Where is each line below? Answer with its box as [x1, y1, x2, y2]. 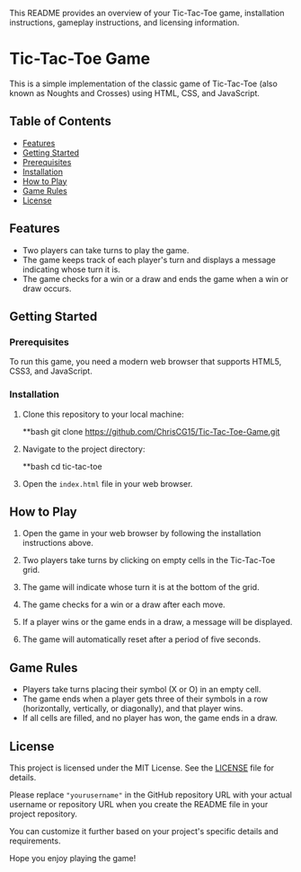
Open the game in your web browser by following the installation [22, 528, 261, 539]
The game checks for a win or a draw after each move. [22, 599, 226, 610]
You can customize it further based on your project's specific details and [9, 825, 279, 836]
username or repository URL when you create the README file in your [9, 798, 269, 809]
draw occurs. [22, 283, 72, 294]
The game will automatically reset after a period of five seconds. [22, 634, 261, 645]
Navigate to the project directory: [22, 444, 146, 454]
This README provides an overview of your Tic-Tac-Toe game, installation [9, 8, 285, 18]
